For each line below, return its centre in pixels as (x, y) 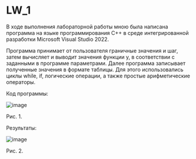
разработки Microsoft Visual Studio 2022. (58, 39)
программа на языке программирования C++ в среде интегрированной (97, 33)
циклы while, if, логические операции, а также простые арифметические (98, 76)
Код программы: (27, 93)
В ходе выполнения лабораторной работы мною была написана (87, 27)
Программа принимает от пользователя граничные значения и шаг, (92, 50)
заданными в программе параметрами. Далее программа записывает (96, 63)
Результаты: (21, 128)
